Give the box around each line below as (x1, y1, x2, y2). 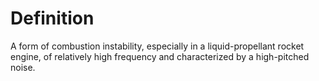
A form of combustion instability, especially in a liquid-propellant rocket (10, 40, 305, 52)
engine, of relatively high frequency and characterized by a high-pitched (10, 50, 310, 62)
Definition (10, 7, 95, 30)
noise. (10, 61, 36, 73)
